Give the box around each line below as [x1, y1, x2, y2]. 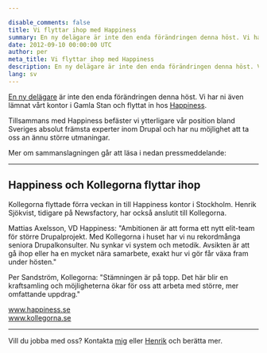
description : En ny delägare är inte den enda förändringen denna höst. [8, 63, 254, 71]
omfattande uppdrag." [8, 289, 81, 298]
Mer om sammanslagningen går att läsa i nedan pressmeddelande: [8, 148, 226, 157]
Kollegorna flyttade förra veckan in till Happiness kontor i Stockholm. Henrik [8, 199, 257, 209]
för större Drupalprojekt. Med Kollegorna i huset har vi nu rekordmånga [8, 232, 241, 241]
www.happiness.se [8, 305, 71, 314]
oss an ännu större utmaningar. [8, 132, 110, 142]
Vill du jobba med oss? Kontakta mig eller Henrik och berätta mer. [8, 336, 222, 345]
